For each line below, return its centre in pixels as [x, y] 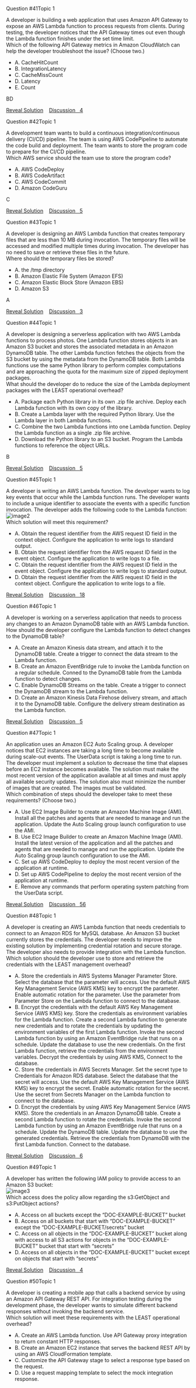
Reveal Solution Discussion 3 [44, 311]
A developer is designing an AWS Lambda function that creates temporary [96, 233]
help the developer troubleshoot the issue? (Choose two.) [75, 51]
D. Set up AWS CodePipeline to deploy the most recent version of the [98, 874]
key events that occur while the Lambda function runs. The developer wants [98, 497]
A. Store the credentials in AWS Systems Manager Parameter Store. [96, 976]
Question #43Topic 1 [31, 222]
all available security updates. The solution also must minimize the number [96, 782]
